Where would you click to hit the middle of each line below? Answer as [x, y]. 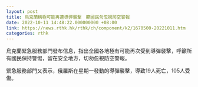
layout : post [22, 11]
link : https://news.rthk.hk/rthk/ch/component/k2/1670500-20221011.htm [96, 28]
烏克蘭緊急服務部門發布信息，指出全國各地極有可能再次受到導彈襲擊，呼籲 [96, 51]
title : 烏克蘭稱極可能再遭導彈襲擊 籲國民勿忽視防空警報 [68, 17]
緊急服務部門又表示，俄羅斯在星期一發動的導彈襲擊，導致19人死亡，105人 [96, 71]
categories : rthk [27, 34]
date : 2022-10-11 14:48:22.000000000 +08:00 [62, 22]
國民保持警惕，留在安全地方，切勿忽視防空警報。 [70, 58]
